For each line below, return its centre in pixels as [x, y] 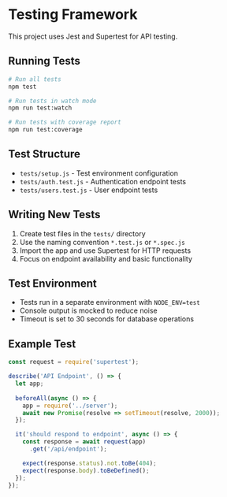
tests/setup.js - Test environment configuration [99, 173]
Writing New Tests [54, 215]
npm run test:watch [40, 108]
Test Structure [45, 154]
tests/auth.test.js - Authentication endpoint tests [103, 181]
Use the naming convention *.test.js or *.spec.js [102, 242]
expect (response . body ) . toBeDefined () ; [86, 470]
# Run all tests [35, 79]
